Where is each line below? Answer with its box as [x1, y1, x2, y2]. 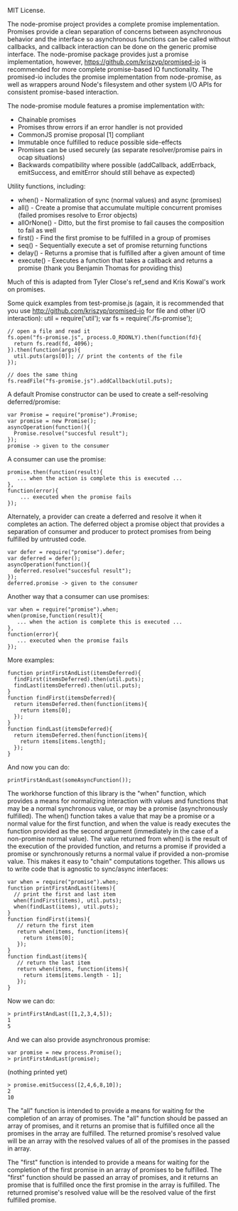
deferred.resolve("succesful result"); [13, 567, 132, 575]
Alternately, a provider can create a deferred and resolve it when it [7, 512, 202, 521]
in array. [7, 1144, 32, 1153]
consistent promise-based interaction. [7, 88, 119, 96]
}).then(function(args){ [7, 346, 81, 353]
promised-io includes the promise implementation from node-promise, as [7, 73, 222, 81]
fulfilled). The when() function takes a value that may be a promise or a [7, 812, 215, 820]
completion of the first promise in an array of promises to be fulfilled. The [7, 1165, 222, 1174]
